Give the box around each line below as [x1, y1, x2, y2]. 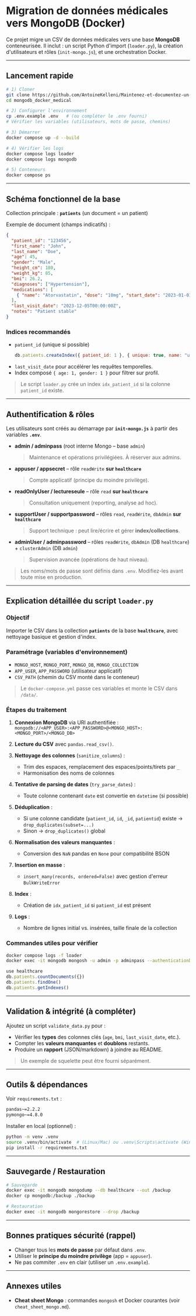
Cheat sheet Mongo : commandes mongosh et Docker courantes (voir [14, 1297, 180, 1304]
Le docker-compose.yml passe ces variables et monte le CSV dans [20, 684, 178, 692]
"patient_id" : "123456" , [11, 237, 72, 244]
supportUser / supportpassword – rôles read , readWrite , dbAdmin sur [14, 510, 181, 517]
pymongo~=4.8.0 [6, 1112, 43, 1118]
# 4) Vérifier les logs [6, 145, 64, 151]
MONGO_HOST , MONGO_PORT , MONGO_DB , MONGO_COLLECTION [14, 661, 139, 668]
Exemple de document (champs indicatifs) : [6, 221, 111, 228]
